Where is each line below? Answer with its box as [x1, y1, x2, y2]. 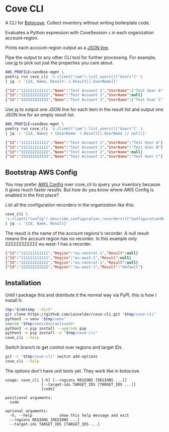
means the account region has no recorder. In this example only [5, 235, 137, 241]
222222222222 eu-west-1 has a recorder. [5, 240, 92, 247]
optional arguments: [5, 408, 49, 413]
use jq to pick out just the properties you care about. [5, 59, 114, 66]
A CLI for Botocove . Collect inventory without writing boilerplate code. [5, 20, 150, 26]
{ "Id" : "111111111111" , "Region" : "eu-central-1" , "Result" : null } [5, 251, 138, 256]
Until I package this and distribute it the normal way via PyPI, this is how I [5, 292, 157, 298]
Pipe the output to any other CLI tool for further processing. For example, [5, 54, 156, 60]
